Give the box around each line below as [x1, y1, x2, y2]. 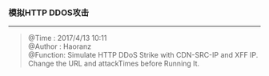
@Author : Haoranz [27, 42, 92, 51]
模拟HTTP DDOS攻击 [8, 6, 90, 18]
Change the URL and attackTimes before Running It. [27, 58, 200, 69]
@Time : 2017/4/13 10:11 [27, 34, 107, 43]
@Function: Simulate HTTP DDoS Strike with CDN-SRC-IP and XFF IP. [27, 50, 259, 60]
